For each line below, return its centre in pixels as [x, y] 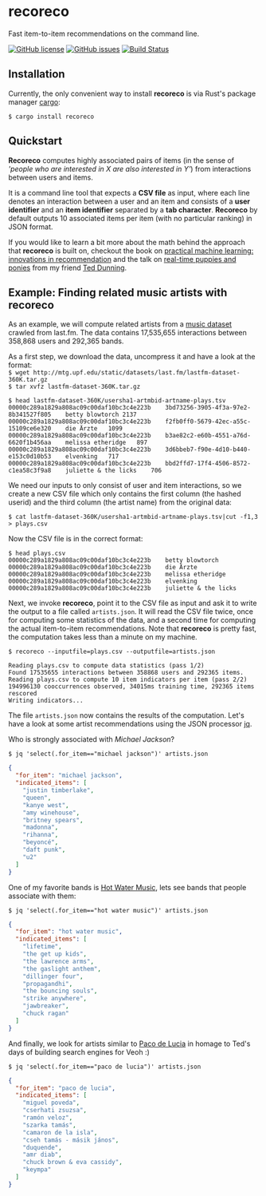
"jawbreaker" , [46, 1006]
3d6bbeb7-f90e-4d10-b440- [207, 449]
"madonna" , [41, 828]
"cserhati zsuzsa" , [55, 1111]
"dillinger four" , [53, 976]
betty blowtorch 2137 [101, 415]
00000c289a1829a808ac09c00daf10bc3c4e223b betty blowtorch [113, 560]
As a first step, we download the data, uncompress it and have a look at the [132, 357]
